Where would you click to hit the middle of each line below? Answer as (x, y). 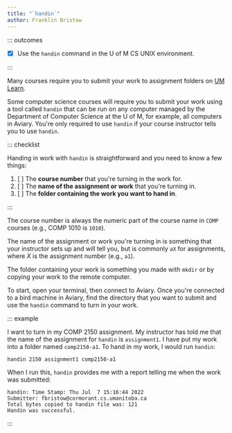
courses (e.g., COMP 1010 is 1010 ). (56, 228)
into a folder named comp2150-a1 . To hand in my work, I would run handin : (111, 346)
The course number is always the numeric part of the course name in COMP (113, 220)
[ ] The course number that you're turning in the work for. (99, 178)
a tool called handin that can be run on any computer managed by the (106, 109)
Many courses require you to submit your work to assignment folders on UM (116, 80)
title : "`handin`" (34, 14)
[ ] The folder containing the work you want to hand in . (97, 193)
